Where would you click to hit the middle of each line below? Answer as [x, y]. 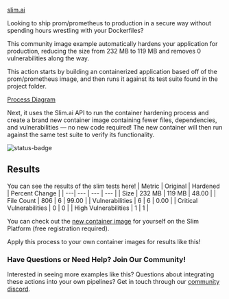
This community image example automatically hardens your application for [112, 44]
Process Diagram [32, 99]
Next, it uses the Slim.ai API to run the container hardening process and [108, 113]
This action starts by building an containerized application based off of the [112, 72]
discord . [19, 289]
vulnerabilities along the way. [48, 58]
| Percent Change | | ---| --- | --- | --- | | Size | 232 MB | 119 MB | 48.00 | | [112, 193]
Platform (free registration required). [58, 228]
